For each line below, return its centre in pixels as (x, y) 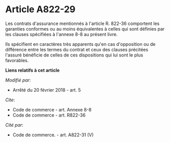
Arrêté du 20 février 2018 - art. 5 (47, 90)
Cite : (10, 100)
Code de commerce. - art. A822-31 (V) (53, 135)
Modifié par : (18, 80)
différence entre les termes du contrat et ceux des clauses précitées (77, 49)
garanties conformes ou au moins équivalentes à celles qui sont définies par (85, 29)
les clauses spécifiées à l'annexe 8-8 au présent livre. (61, 34)
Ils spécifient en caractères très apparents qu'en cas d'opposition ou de (80, 44)
